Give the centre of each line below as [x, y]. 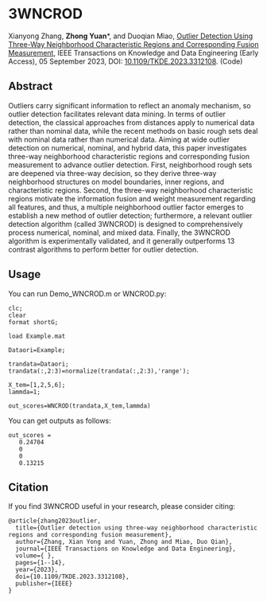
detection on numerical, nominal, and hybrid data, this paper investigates [128, 147]
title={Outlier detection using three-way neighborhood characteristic [137, 528]
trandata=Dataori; [39, 364]
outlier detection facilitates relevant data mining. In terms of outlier [117, 114]
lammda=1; [25, 392]
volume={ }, [35, 556]
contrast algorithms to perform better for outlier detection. [103, 249]
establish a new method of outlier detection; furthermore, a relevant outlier [130, 215]
